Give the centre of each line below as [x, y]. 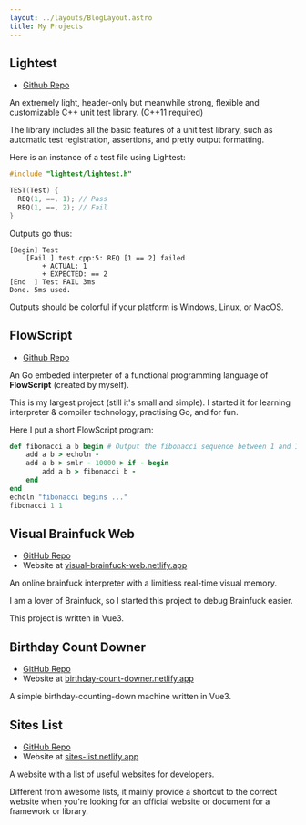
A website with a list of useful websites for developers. [112, 774]
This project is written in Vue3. [67, 618]
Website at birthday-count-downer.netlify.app [108, 678]
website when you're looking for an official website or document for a [140, 801]
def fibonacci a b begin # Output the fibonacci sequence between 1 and [150, 446]
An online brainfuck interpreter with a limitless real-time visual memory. [143, 583]
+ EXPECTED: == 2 [75, 274]
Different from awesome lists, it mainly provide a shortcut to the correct [143, 791]
